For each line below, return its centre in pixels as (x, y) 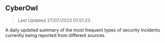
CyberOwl (22, 8)
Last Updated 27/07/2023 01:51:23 (54, 20)
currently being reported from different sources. (55, 35)
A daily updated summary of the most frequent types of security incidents (83, 30)
